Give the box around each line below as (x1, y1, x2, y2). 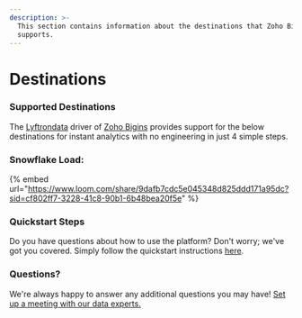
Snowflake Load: (9, 153, 84, 166)
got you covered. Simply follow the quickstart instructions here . (9, 245, 244, 257)
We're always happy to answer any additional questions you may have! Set (9, 288, 286, 299)
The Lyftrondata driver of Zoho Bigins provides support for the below (9, 121, 265, 132)
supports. (17, 30, 54, 39)
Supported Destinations (9, 101, 116, 114)
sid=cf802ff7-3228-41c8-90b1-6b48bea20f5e (9, 193, 182, 204)
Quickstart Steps (9, 215, 85, 228)
